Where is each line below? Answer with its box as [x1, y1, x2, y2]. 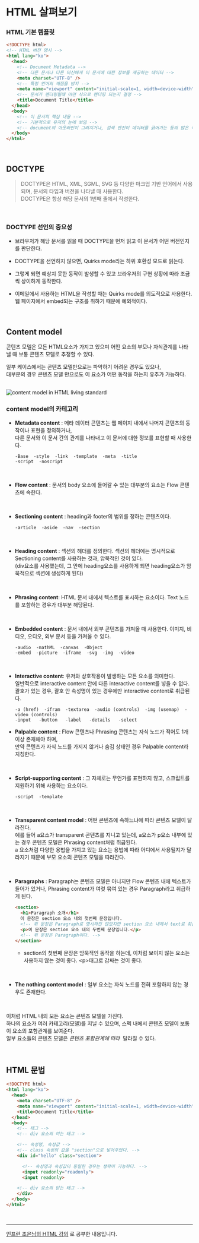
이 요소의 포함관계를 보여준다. [6, 1027, 75, 1034]
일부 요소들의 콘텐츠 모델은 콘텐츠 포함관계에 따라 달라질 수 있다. [6, 1035, 156, 1042]
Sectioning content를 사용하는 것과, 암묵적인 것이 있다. [14, 555, 143, 562]
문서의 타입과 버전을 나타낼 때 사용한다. [33, 188, 124, 195]
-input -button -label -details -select [14, 717, 137, 723]
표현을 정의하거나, [30, 427, 72, 434]
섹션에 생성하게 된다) [35, 570, 84, 577]
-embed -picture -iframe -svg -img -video [14, 650, 134, 656]
